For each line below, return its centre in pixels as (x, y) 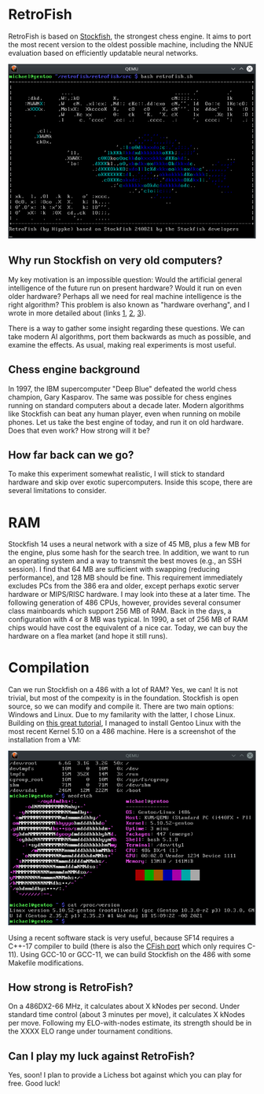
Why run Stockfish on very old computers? (115, 261)
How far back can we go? (71, 455)
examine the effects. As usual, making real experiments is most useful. (123, 344)
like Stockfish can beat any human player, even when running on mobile (125, 414)
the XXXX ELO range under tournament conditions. (90, 1031)
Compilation (49, 668)
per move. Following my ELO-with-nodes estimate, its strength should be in (130, 1023)
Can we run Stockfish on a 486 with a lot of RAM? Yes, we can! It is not (123, 690)
